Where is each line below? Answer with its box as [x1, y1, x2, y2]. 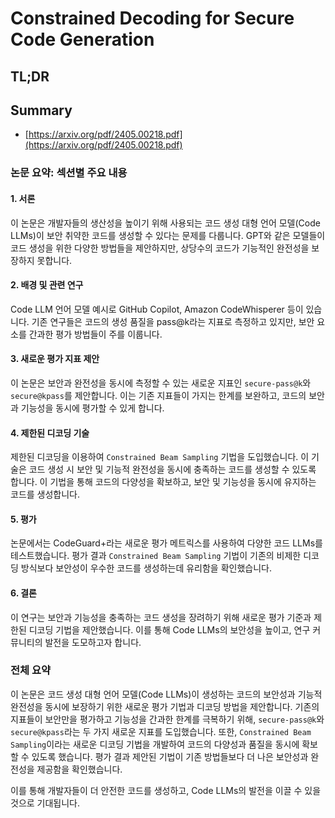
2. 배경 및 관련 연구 [10, 279, 84, 291]
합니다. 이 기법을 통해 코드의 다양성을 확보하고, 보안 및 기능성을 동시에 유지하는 [10, 476, 317, 488]
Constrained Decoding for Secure [10, 7, 295, 30]
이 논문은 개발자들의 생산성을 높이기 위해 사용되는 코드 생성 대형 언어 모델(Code [10, 217, 321, 229]
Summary [10, 102, 73, 119]
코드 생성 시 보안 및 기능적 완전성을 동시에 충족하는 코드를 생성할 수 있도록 [28, 463, 317, 476]
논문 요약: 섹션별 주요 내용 [10, 166, 128, 180]
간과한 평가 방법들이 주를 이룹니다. [28, 328, 163, 340]
